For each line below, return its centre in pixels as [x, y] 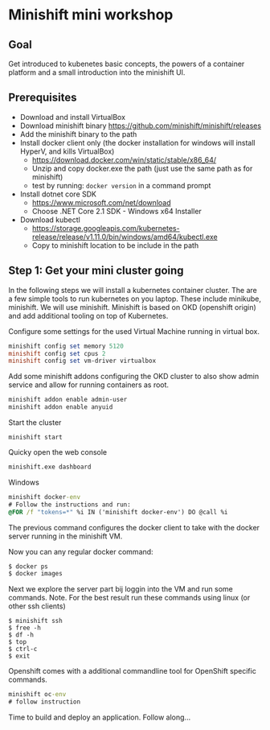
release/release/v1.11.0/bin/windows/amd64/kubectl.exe [125, 237]
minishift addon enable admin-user [68, 400]
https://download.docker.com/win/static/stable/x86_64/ [124, 159]
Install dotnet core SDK [58, 194]
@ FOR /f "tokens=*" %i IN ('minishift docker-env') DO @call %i [118, 512]
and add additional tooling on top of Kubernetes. [88, 316]
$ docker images [35, 574]
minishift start [35, 437]
